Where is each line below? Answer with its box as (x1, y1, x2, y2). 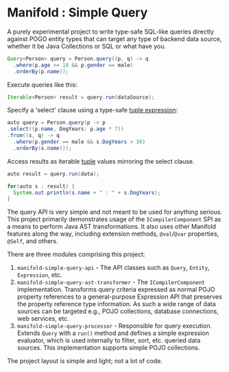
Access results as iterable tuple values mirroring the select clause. (7, 157, 195, 165)
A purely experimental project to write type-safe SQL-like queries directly (7, 27, 215, 36)
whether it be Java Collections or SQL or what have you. (7, 42, 167, 50)
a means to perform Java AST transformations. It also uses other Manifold (7, 223, 217, 231)
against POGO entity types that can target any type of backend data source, (7, 34, 222, 42)
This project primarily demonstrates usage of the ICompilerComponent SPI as (7, 215, 221, 223)
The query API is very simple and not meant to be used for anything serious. (7, 208, 223, 216)
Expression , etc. (16, 271, 62, 279)
